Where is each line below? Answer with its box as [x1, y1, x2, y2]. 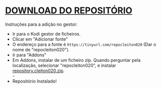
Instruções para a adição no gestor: [5, 21, 78, 27]
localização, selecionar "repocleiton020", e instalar [12, 62, 117, 68]
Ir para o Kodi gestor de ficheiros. [12, 31, 80, 37]
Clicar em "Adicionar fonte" [12, 36, 68, 42]
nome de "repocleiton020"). [12, 46, 70, 52]
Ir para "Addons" [12, 52, 47, 58]
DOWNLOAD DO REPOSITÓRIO [5, 5, 132, 16]
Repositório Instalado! [12, 78, 57, 84]
